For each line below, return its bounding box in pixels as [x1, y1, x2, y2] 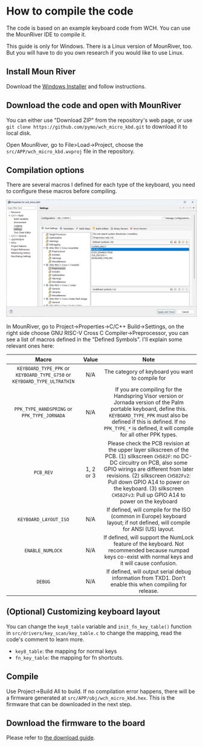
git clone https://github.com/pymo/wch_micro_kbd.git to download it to [6, 123, 188, 130]
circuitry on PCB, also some [118, 459, 188, 466]
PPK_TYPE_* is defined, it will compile [103, 425, 194, 432]
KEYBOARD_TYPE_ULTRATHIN [11, 379, 75, 385]
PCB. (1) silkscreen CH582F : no [105, 452, 180, 459]
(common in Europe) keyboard [111, 512, 187, 519]
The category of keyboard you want [104, 368, 193, 375]
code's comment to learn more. [6, 635, 85, 643]
